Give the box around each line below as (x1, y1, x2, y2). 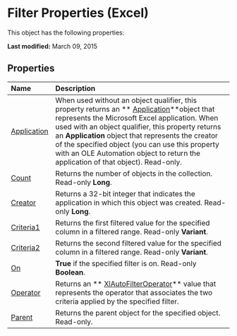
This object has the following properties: (7, 28, 125, 37)
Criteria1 (11, 222, 40, 232)
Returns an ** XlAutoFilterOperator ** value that (55, 279, 217, 289)
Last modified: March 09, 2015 (7, 42, 97, 50)
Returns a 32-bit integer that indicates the (55, 188, 195, 198)
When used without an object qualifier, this (55, 95, 197, 105)
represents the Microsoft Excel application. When (55, 113, 219, 123)
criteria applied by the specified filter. (55, 296, 180, 306)
